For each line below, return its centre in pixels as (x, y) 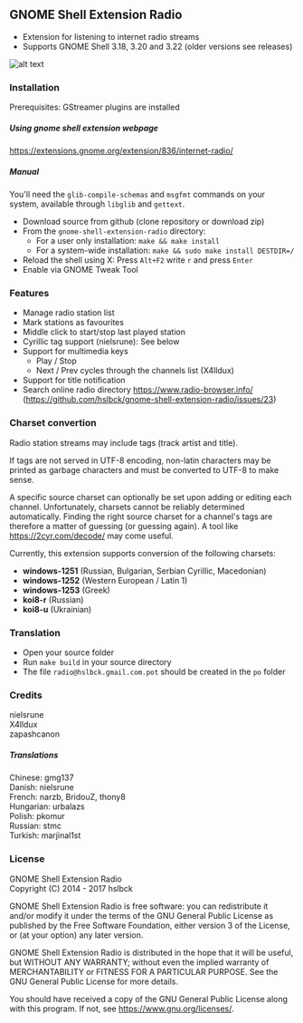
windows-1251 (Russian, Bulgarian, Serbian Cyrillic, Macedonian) (144, 571)
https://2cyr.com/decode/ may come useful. (91, 536)
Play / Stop (56, 361)
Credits (26, 695)
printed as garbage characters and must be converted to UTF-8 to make (144, 469)
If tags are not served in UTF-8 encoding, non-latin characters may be (140, 460)
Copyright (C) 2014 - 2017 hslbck (71, 888)
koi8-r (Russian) (53, 599)
